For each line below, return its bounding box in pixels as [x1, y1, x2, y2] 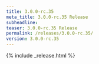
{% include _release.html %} [6, 52, 75, 59]
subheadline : [6, 19, 38, 25]
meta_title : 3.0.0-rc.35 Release [6, 14, 88, 20]
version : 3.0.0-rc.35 [6, 36, 60, 42]
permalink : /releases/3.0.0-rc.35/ [6, 31, 94, 36]
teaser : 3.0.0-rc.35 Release [6, 25, 78, 31]
